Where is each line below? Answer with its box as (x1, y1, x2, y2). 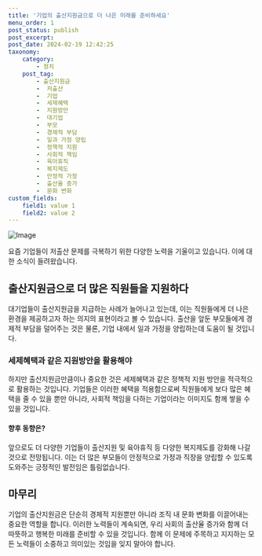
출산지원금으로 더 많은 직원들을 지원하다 (8, 282, 189, 295)
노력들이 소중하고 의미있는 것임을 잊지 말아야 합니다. (16, 539, 176, 549)
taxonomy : (8, 48, 41, 56)
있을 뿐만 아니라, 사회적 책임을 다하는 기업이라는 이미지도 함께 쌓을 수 (38, 394, 251, 403)
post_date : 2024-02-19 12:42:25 (8, 41, 114, 49)
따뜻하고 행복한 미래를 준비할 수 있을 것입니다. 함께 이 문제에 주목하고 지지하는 (8, 529, 247, 539)
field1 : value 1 (22, 201, 76, 209)
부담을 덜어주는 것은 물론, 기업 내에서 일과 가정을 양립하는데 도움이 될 (22, 324, 234, 333)
